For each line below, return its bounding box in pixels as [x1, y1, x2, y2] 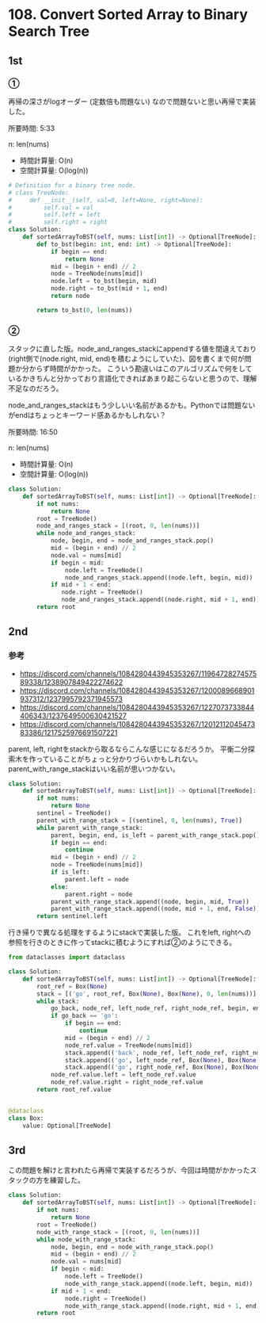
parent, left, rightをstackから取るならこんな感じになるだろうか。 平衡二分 [8, 744, 249, 754]
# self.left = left [8, 211, 101, 219]
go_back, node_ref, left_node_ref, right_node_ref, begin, [50, 1004, 249, 1012]
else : [50, 882, 69, 891]
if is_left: [50, 868, 90, 877]
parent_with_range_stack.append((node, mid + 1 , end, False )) [50, 905, 260, 913]
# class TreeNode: [8, 189, 69, 197]
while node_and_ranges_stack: [36, 530, 136, 537]
